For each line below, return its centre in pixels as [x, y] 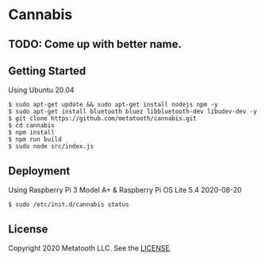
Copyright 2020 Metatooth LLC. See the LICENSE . [90, 248]
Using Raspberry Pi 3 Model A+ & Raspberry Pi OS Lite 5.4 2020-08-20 [125, 190]
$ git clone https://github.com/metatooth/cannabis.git [102, 119]
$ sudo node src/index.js [51, 146]
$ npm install [32, 133]
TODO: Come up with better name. [95, 44]
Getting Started [47, 70]
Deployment [39, 171]
